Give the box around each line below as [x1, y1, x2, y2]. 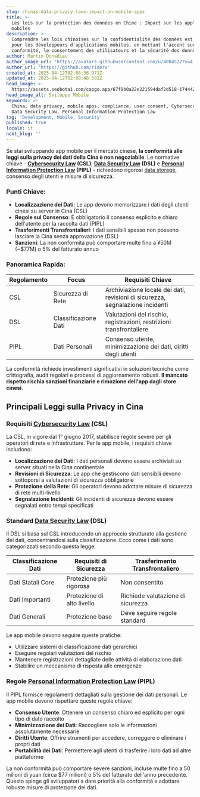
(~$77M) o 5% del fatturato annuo [14, 245, 99, 253]
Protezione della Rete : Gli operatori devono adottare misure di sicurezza [14, 483, 193, 490]
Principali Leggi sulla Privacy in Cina [6, 401, 144, 412]
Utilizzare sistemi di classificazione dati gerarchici [14, 643, 137, 651]
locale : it [6, 125, 33, 131]
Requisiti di [74, 557, 107, 565]
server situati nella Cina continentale [14, 464, 105, 471]
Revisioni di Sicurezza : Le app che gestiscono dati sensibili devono [14, 470, 182, 478]
